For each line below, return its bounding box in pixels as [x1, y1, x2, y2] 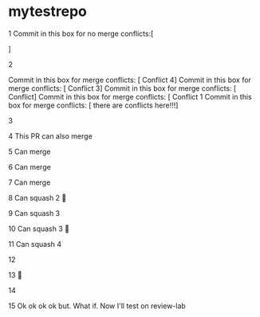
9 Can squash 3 [8, 208, 61, 217]
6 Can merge [8, 162, 52, 171]
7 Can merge [8, 178, 51, 187]
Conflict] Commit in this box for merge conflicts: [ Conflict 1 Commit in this [8, 92, 253, 101]
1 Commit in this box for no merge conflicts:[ [8, 29, 154, 38]
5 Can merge [8, 147, 51, 156]
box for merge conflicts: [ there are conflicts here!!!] [8, 100, 179, 110]
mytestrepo [8, 2, 88, 21]
